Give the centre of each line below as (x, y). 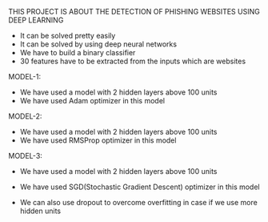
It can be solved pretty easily (68, 36)
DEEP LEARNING (36, 20)
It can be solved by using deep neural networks (98, 44)
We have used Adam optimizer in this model (92, 101)
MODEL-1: (25, 77)
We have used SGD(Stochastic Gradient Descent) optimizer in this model (140, 187)
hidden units (40, 211)
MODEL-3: (25, 156)
